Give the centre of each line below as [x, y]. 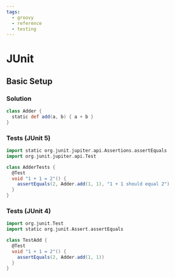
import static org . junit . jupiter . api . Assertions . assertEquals [87, 151]
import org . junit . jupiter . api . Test [51, 156]
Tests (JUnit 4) [29, 211]
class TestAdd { [27, 241]
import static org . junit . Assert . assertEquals [65, 229]
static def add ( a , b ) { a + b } [53, 117]
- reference [27, 23]
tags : [13, 12]
